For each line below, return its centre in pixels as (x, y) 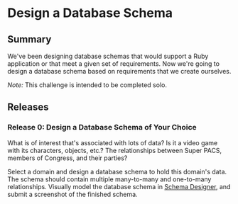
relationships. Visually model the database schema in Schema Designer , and (119, 186)
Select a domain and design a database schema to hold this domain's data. (117, 171)
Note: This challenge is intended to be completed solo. (87, 85)
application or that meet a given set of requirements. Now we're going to (114, 64)
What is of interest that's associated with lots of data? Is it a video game (113, 142)
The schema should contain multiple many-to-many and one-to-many (109, 179)
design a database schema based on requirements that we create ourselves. (119, 71)
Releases (28, 107)
